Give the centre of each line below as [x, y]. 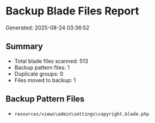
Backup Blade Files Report [72, 11]
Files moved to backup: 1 [45, 80]
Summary [24, 46]
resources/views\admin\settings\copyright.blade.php [82, 114]
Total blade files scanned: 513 [51, 61]
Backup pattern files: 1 [42, 67]
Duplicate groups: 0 [39, 74]
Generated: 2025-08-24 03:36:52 [47, 28]
